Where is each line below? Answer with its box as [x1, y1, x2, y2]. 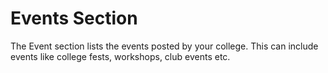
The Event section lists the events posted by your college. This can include [10, 40, 319, 52]
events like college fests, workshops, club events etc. [10, 50, 231, 62]
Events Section [10, 7, 138, 30]
